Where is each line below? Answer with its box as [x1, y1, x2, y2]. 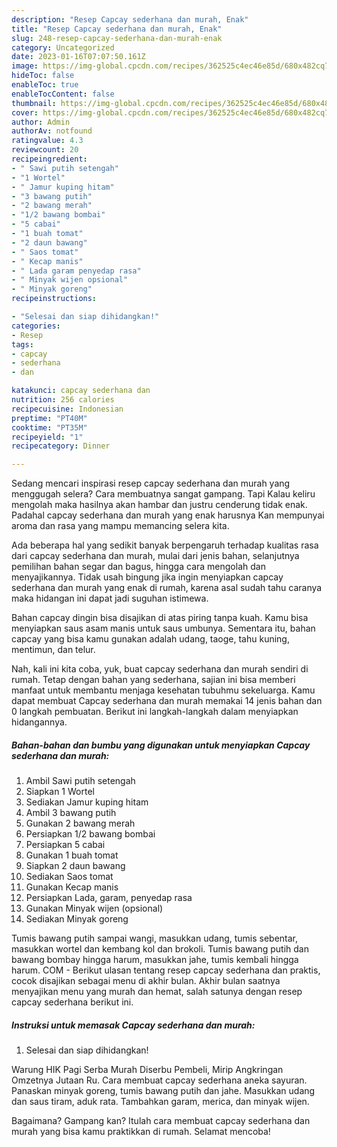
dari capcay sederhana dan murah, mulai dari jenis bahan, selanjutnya [11, 550, 300, 562]
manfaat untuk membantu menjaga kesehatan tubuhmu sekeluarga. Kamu [11, 684, 316, 696]
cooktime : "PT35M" [11, 422, 88, 433]
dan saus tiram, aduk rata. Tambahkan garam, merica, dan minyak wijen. [11, 1096, 310, 1108]
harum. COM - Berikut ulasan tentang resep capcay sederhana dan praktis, [11, 964, 321, 976]
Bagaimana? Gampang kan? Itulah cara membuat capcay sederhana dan [11, 1115, 311, 1127]
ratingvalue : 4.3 [11, 136, 84, 146]
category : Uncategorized [11, 42, 115, 53]
